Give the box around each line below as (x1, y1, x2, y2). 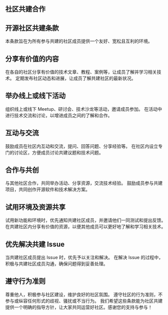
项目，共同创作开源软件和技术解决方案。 (5, 186, 90, 193)
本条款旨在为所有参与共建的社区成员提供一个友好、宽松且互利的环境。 (5, 38, 153, 44)
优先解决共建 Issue (5, 240, 65, 248)
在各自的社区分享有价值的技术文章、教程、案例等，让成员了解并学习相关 (5, 69, 157, 75)
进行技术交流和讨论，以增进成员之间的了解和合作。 (5, 112, 113, 118)
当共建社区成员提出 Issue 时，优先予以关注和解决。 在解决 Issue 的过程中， (5, 255, 163, 261)
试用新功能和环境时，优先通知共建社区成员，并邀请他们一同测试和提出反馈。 (5, 217, 166, 224)
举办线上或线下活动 (5, 91, 66, 100)
